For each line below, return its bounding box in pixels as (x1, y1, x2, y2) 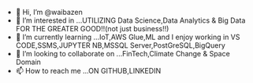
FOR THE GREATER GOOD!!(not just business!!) (15, 24, 169, 33)
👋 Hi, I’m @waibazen (15, 8, 83, 16)
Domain (15, 57, 42, 67)
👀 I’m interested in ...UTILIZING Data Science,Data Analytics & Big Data (15, 16, 246, 25)
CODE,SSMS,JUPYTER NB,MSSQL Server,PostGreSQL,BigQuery (15, 41, 226, 50)
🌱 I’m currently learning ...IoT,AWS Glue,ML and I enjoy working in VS (15, 32, 240, 41)
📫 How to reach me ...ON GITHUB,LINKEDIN (15, 67, 162, 75)
